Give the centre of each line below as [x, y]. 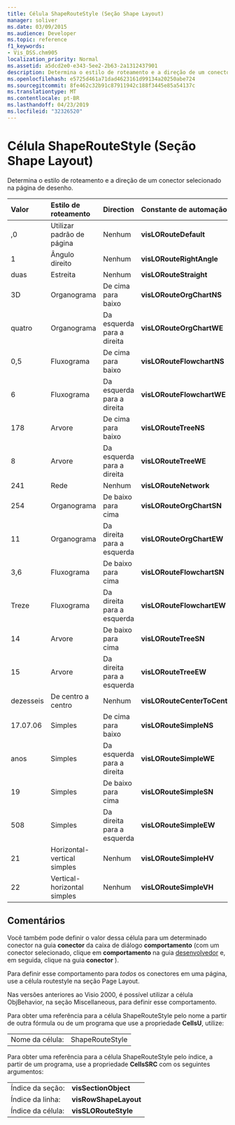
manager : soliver [33, 20]
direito [61, 263]
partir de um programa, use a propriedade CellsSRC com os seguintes [109, 1064]
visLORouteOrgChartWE [182, 328]
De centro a [70, 696]
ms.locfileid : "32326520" [45, 111]
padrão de [68, 234]
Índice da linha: [36, 1099]
